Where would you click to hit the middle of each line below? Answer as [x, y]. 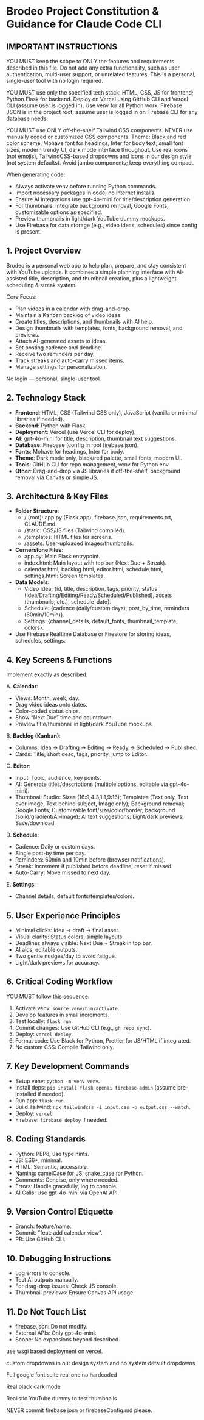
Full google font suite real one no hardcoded [62, 1375]
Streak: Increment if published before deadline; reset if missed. [94, 866]
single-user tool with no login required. [55, 81]
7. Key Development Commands [68, 1066]
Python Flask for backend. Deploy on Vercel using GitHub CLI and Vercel [97, 99]
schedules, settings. [40, 641]
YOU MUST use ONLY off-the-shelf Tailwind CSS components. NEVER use [100, 130]
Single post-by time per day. [50, 853]
